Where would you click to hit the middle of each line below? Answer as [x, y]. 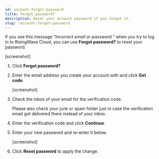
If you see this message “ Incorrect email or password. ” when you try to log [80, 37]
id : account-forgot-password [34, 9]
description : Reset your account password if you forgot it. [68, 18]
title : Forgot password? [30, 14]
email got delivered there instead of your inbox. [59, 114]
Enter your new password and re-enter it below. [59, 133]
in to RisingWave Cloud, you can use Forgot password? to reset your [74, 42]
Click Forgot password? [36, 66]
